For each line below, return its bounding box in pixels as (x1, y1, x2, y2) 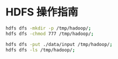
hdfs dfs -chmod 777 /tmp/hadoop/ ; (5, 31, 94, 37)
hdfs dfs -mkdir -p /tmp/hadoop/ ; (5, 25, 92, 31)
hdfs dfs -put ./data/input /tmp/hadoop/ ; (5, 41, 113, 47)
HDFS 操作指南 (5, 5, 79, 19)
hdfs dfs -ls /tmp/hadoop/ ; (5, 47, 76, 53)
